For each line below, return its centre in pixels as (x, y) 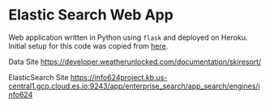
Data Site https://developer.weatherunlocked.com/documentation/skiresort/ (135, 62)
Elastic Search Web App (91, 15)
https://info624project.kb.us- (119, 77)
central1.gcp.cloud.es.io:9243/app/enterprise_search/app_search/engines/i (135, 86)
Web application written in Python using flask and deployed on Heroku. (128, 37)
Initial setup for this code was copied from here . (88, 45)
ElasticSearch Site (39, 77)
